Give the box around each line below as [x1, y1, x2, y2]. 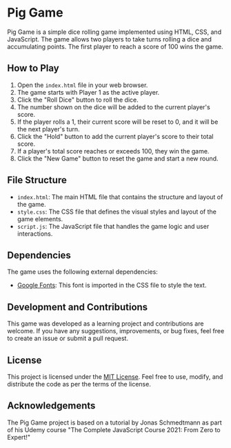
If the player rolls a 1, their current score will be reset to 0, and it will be [17, 118, 219, 126]
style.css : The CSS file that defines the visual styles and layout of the [17, 207, 217, 216]
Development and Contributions [7, 301, 148, 312]
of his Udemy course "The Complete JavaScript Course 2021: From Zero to [7, 425, 221, 433]
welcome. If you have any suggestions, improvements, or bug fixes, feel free [7, 327, 225, 335]
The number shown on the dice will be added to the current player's [17, 102, 210, 111]
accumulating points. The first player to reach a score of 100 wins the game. [7, 42, 223, 50]
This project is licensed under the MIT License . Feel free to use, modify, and [7, 373, 223, 381]
